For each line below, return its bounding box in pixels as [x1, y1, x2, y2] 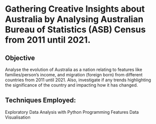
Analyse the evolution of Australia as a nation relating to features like [5, 67, 142, 72]
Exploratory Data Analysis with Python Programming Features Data [5, 109, 139, 115]
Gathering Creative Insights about [5, 3, 145, 15]
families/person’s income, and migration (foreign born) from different [5, 72, 143, 77]
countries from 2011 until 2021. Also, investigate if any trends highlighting [5, 77, 152, 83]
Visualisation [5, 114, 31, 120]
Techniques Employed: [5, 96, 76, 105]
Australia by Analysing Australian [5, 14, 143, 25]
